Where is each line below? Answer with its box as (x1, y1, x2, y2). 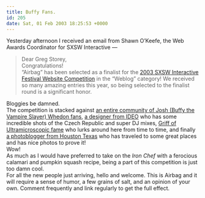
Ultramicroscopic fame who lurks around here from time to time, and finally (6, 126, 196, 134)
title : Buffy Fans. (6, 9, 56, 15)
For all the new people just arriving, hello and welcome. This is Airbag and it (6, 172, 198, 179)
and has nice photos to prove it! (6, 139, 86, 147)
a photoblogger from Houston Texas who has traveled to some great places (6, 132, 197, 140)
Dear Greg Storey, (21, 56, 67, 63)
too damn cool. (6, 165, 45, 172)
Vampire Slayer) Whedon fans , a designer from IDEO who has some (6, 113, 177, 120)
